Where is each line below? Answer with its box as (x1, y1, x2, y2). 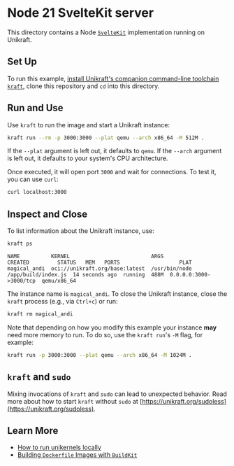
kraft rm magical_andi (7, 311, 73, 318)
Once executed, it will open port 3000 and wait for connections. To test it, (7, 168, 217, 176)
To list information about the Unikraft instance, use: (7, 227, 155, 235)
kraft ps (7, 240, 33, 248)
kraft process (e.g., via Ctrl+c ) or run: (7, 297, 118, 305)
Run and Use (7, 102, 64, 114)
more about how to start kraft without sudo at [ (7, 397, 142, 405)
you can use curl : (7, 175, 59, 183)
